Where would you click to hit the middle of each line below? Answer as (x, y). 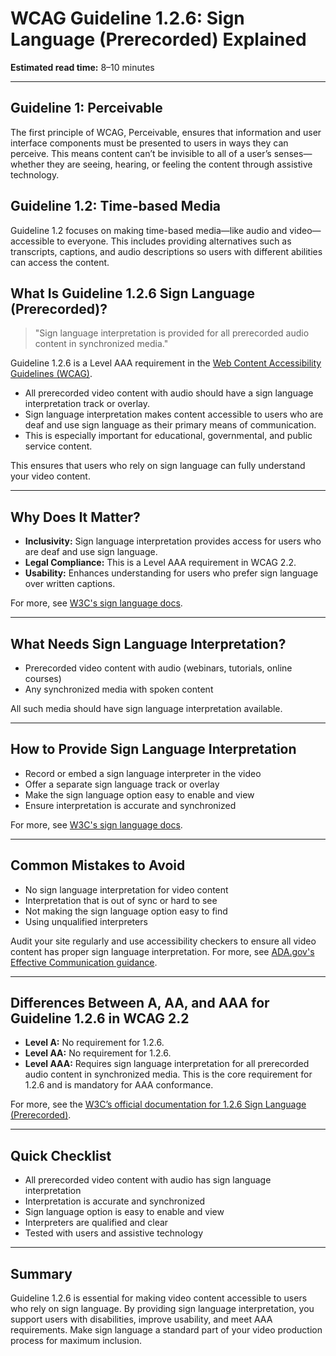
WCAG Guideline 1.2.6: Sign (127, 18)
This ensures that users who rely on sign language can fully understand (158, 466)
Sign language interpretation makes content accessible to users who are (174, 414)
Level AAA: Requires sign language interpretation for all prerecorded (167, 1064)
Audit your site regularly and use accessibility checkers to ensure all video (163, 941)
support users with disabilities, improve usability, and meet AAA (141, 1319)
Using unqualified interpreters (86, 921)
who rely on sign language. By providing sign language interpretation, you (162, 1309)
